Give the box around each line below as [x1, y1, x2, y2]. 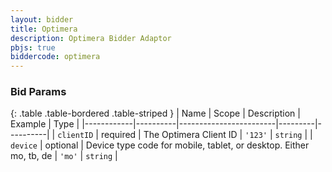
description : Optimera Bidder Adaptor [10, 33, 172, 43]
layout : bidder [10, 14, 74, 25]
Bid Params [10, 85, 67, 99]
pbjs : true [10, 42, 56, 53]
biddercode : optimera [10, 52, 101, 62]
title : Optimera [10, 24, 78, 34]
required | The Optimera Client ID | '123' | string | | [100, 129, 313, 141]
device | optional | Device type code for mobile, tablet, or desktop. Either [10, 139, 310, 151]
